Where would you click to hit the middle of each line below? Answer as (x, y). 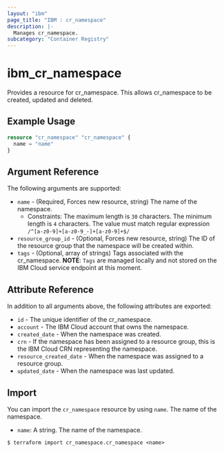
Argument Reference (53, 172)
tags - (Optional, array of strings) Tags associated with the (100, 253)
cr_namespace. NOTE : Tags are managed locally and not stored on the (117, 260)
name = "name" (33, 144)
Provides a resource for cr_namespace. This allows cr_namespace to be (110, 93)
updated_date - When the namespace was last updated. (96, 371)
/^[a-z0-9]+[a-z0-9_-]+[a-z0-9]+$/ (78, 232)
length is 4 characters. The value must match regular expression (119, 224)
